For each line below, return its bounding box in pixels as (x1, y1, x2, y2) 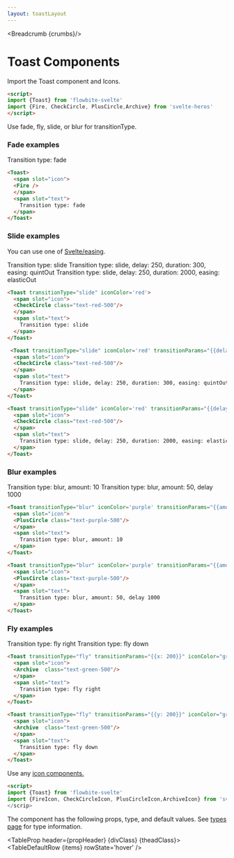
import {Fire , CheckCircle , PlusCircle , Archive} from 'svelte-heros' (7, 103, 214, 110)
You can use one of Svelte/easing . (7, 247, 106, 256)
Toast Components (7, 54, 120, 70)
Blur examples (7, 467, 57, 477)
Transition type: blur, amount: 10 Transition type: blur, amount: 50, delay (7, 482, 214, 491)
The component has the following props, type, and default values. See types (7, 815, 227, 823)
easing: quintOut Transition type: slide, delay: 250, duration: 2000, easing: (7, 268, 220, 276)
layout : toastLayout (7, 10, 68, 17)
